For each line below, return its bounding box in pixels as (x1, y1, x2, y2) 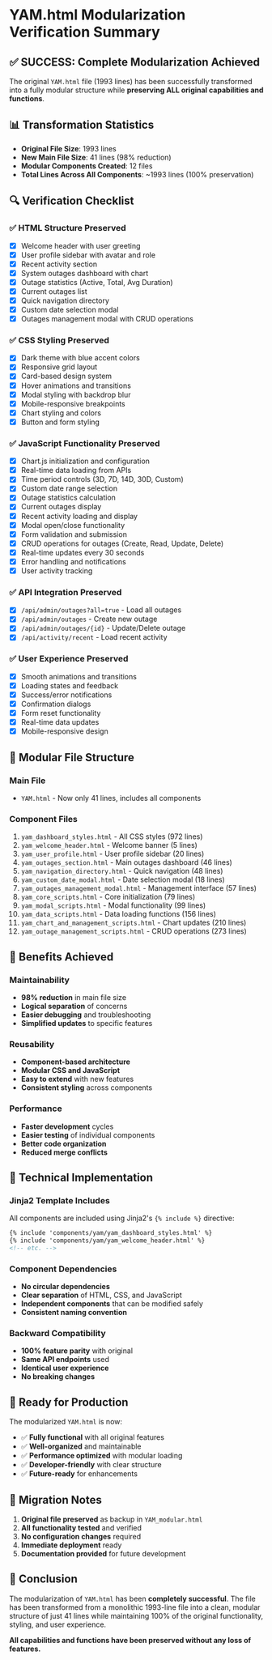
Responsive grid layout (20, 362, 98, 372)
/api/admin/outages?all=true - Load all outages (20, 605, 182, 615)
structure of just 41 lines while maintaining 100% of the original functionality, (9, 1611, 264, 1620)
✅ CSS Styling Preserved (9, 334, 110, 346)
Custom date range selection (20, 483, 118, 493)
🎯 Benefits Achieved (9, 950, 114, 964)
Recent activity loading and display (20, 511, 138, 521)
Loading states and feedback (20, 680, 119, 690)
